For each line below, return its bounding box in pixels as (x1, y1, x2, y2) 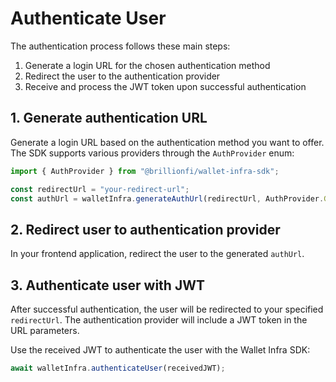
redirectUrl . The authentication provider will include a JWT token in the (10, 314, 308, 326)
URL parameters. (10, 325, 80, 336)
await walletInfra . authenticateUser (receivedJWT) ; (10, 363, 226, 373)
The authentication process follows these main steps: (10, 40, 231, 52)
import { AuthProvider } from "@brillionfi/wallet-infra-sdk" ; (10, 166, 280, 176)
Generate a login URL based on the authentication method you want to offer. (10, 136, 325, 148)
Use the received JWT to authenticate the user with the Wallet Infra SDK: (10, 344, 311, 356)
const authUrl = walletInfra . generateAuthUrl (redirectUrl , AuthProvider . (10, 193, 325, 204)
